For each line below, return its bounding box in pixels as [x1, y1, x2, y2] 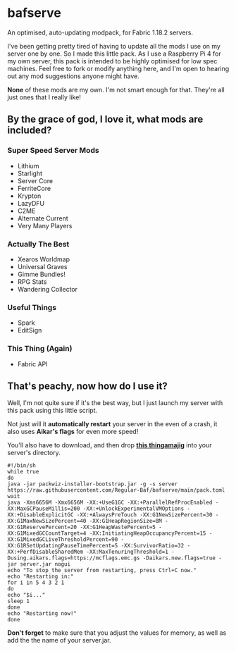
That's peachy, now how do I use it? [7, 380, 168, 392]
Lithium [17, 161, 39, 170]
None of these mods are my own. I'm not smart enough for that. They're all [7, 85, 225, 94]
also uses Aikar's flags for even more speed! [7, 428, 139, 436]
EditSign [17, 326, 42, 335]
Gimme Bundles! [17, 270, 66, 278]
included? [7, 125, 52, 137]
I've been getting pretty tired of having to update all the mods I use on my [7, 42, 221, 50]
